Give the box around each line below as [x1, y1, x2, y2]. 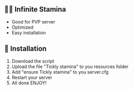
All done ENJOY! [11, 80, 47, 86]
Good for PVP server [11, 18, 56, 25]
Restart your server [11, 74, 52, 80]
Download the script [11, 58, 55, 64]
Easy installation [11, 29, 46, 36]
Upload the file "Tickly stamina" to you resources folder [11, 63, 129, 70]
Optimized [11, 24, 34, 30]
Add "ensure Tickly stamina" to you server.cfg [11, 69, 109, 75]
